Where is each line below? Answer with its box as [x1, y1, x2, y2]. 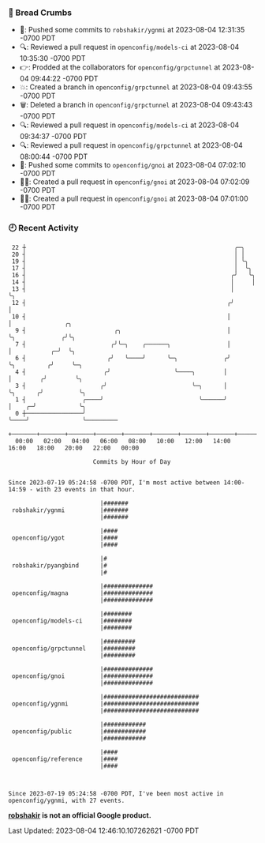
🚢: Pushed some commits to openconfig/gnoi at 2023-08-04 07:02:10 [19, 160, 246, 170]
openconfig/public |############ [11, 727, 147, 736]
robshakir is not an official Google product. [8, 810, 151, 820]
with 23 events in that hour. [36, 485, 136, 493]
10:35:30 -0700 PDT [19, 54, 86, 63]
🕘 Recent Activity [8, 223, 79, 234]
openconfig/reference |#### [11, 755, 118, 763]
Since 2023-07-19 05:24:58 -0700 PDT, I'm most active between [8, 478, 221, 487]
